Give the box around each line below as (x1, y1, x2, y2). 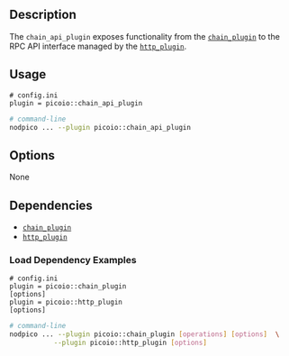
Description (9, 7, 77, 23)
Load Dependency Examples (9, 253, 137, 266)
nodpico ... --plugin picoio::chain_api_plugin (9, 123, 192, 132)
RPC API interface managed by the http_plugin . (9, 41, 187, 51)
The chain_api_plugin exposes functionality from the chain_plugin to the (9, 31, 281, 41)
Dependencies (9, 197, 93, 213)
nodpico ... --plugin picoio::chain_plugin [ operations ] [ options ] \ (9, 330, 280, 339)
